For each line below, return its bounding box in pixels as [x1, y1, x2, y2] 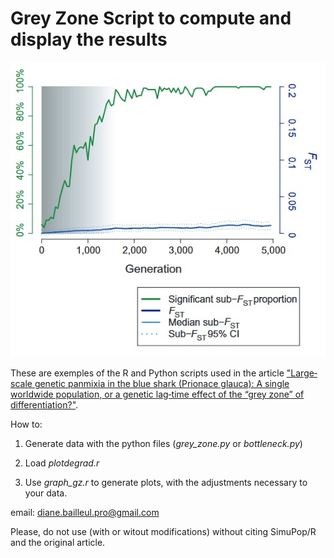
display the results [10, 28, 168, 51]
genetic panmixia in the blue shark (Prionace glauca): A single [34, 378, 290, 390]
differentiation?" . [10, 399, 79, 411]
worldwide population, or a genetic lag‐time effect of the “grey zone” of [10, 388, 305, 401]
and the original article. [10, 537, 106, 549]
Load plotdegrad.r [24, 457, 100, 469]
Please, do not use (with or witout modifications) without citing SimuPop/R [10, 526, 317, 538]
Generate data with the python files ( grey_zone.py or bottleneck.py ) [24, 438, 303, 450]
